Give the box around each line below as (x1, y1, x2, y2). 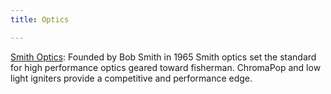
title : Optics (10, 14, 70, 25)
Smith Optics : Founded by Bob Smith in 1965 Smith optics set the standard (10, 51, 317, 63)
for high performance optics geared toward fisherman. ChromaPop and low (10, 61, 322, 73)
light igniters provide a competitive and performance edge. (10, 72, 253, 84)
